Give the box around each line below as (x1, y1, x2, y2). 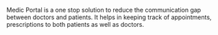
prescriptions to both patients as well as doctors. (6, 21, 145, 28)
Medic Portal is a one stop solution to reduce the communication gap (6, 6, 202, 14)
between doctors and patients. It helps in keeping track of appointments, (6, 13, 212, 21)
